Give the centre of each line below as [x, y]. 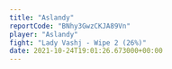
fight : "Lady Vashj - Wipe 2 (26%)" [78, 43]
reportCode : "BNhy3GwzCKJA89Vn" [70, 26]
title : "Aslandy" [42, 17]
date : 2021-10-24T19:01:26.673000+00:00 [86, 51]
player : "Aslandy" [44, 34]
